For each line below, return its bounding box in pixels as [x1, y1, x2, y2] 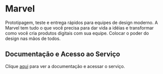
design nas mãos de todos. [5, 35, 61, 41]
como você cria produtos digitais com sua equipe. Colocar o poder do [5, 30, 149, 36]
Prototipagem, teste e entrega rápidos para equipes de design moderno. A [5, 19, 158, 25]
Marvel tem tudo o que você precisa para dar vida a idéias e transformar [5, 24, 154, 30]
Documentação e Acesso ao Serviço [5, 50, 121, 58]
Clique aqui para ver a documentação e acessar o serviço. [5, 63, 126, 69]
